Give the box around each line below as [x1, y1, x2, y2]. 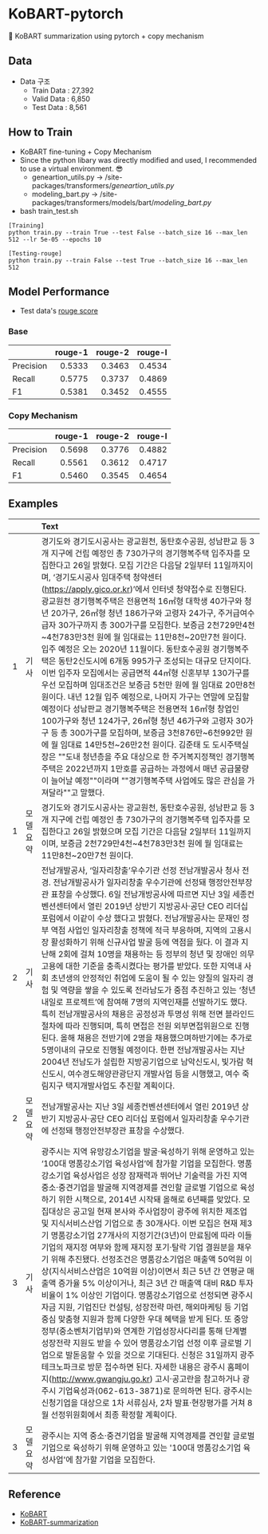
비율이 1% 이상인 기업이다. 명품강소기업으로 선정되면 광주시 [41, 1289, 254, 1300]
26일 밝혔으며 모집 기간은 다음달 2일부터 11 [73, 826, 230, 837]
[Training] [8, 221, 45, 230]
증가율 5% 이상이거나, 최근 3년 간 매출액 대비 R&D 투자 [57, 1277, 254, 1288]
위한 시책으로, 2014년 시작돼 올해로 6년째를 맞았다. [57, 1193, 241, 1205]
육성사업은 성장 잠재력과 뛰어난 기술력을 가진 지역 [73, 1169, 247, 1181]
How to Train [8, 125, 73, 140]
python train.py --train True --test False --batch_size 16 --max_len [8, 228, 248, 236]
